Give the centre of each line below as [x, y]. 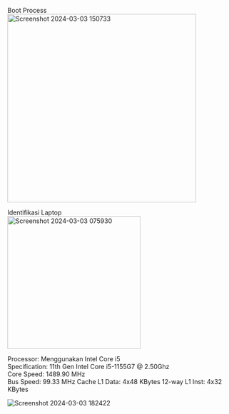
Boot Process [27, 10]
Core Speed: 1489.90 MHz [46, 374]
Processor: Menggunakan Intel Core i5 [64, 359]
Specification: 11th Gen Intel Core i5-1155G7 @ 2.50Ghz [88, 367]
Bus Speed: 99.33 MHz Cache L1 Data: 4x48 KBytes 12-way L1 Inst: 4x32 [115, 382]
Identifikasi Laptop [35, 212]
